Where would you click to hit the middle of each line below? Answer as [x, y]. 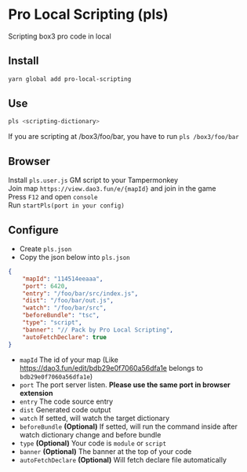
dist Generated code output [65, 409]
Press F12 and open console [53, 197]
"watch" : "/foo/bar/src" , [65, 308]
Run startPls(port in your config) [67, 205]
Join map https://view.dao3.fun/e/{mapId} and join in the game [112, 188]
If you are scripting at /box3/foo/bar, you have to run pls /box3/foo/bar [123, 137]
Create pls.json [45, 248]
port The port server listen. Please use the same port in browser [125, 384]
